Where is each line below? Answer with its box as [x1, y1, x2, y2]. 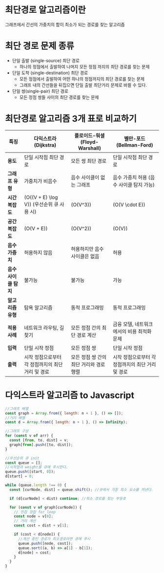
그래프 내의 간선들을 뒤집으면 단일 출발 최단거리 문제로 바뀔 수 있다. [19, 82, 147, 88]
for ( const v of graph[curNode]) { [9, 505, 82, 510]
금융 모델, [113, 321, 134, 328]
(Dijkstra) [34, 141, 57, 148]
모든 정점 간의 [70, 324, 101, 331]
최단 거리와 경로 [70, 361, 105, 368]
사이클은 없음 [70, 253, 100, 260]
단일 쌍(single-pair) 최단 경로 [12, 88, 68, 94]
